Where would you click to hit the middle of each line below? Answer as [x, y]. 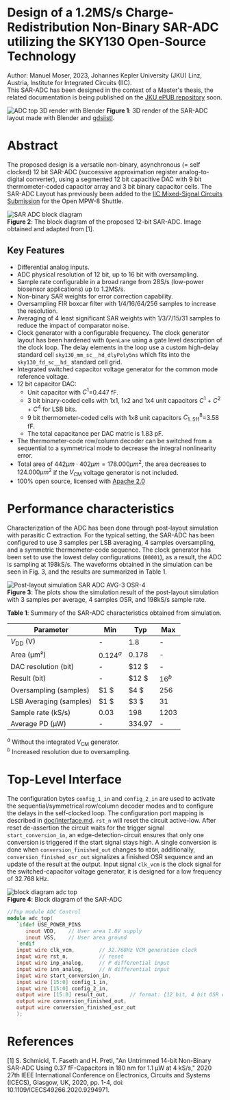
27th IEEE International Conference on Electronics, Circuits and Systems [109, 1075]
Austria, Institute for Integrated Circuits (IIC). [69, 82]
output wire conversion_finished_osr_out [76, 1008]
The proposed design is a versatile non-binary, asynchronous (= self [104, 164]
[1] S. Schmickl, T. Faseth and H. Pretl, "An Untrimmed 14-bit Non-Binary [109, 1060]
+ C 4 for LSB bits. [52, 408]
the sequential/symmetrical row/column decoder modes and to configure [110, 806]
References [40, 1042]
